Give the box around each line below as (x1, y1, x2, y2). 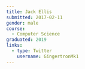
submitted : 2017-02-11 (6, 14, 63, 20)
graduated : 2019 (6, 37, 47, 43)
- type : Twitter (11, 48, 52, 54)
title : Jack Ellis (6, 8, 52, 15)
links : (6, 43, 23, 49)
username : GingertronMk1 (17, 53, 79, 59)
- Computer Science (11, 31, 60, 37)
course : (6, 25, 26, 32)
